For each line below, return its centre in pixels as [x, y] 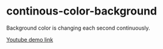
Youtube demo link [30, 39]
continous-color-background [81, 11]
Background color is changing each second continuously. [78, 28]
